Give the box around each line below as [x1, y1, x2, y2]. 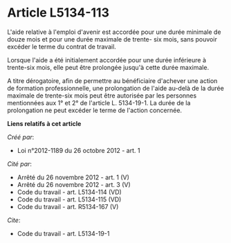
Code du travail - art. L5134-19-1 [17, 229, 110, 237]
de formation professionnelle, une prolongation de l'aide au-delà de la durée [7, 84, 225, 92]
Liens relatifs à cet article [7, 119, 82, 127]
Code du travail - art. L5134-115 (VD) [17, 195, 122, 204]
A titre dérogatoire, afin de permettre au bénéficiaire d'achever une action [7, 76, 218, 84]
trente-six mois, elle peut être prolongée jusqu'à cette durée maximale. [7, 63, 210, 71]
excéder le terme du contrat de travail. [7, 42, 116, 51]
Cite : [7, 216, 21, 224]
